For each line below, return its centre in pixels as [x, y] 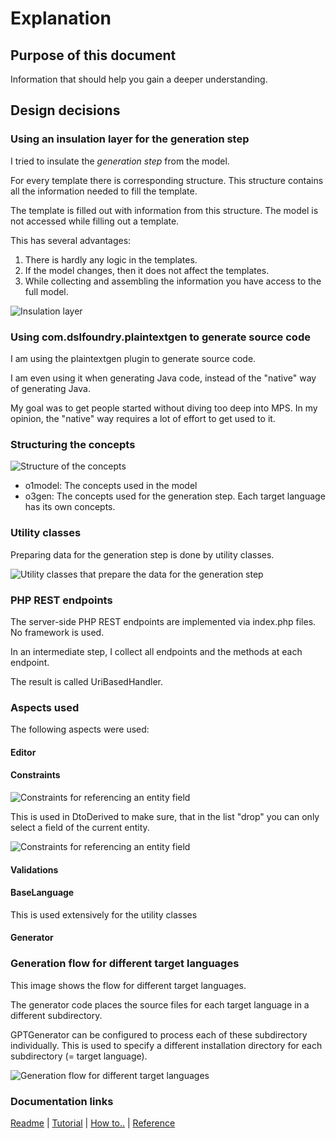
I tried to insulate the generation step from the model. [120, 161]
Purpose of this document [93, 55]
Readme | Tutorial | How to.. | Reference [93, 1123]
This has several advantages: [71, 240]
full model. [46, 291]
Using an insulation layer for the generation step [130, 139]
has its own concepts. [70, 507]
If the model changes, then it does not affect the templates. [147, 270]
